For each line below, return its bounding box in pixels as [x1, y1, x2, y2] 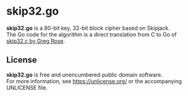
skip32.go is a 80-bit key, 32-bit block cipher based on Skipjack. [6, 24, 170, 32]
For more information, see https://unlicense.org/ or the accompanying [6, 77, 182, 84]
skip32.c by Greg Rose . [6, 37, 65, 44]
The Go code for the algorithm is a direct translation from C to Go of [6, 30, 177, 38]
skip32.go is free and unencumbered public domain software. [6, 71, 163, 78]
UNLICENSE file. [6, 84, 48, 91]
